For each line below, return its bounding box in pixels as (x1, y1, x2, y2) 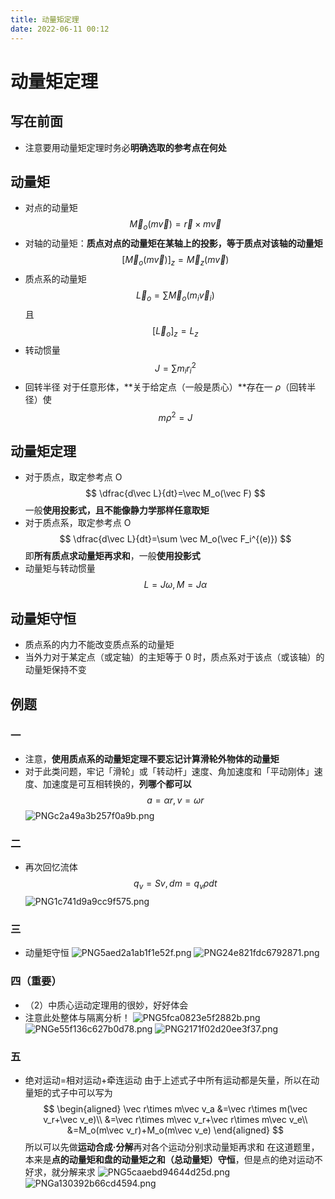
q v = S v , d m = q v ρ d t (133, 877, 218, 892)
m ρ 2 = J (158, 409, 193, 423)
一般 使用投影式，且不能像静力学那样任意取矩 (24, 504, 210, 516)
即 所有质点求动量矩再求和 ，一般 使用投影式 (24, 550, 201, 562)
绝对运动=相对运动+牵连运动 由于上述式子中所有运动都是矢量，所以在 (24, 1074, 312, 1086)
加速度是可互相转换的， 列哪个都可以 (42, 777, 192, 790)
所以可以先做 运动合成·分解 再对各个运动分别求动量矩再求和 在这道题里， (24, 1141, 320, 1153)
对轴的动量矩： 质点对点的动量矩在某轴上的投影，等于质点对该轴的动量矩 (24, 237, 323, 250)
